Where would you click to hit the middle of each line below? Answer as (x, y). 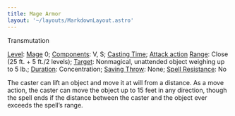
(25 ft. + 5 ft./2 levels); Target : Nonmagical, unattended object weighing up (116, 61)
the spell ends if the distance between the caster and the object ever (107, 97)
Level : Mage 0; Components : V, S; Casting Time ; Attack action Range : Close (118, 54)
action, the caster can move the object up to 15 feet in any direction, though (117, 90)
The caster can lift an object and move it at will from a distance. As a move (116, 82)
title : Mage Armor (34, 14)
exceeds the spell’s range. (45, 105)
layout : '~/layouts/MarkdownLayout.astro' (71, 20)
